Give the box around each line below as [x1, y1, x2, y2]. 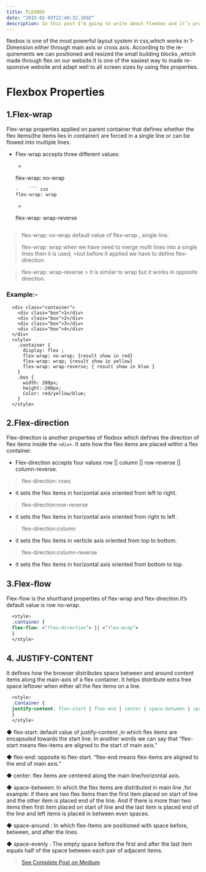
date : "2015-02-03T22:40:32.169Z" [6, 15, 95, 21]
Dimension [6, 44, 34, 51]
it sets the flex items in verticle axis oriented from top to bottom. [15, 537, 177, 544]
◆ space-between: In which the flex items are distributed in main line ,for [6, 784, 192, 791]
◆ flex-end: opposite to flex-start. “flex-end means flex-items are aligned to [6, 753, 199, 761]
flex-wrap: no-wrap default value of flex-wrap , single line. [21, 232, 169, 239]
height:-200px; [22, 385, 62, 391]
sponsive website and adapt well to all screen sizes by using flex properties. [6, 63, 199, 71]
